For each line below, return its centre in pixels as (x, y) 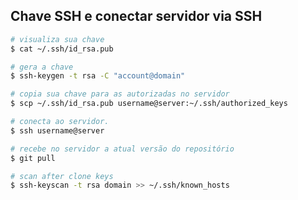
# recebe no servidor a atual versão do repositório (122, 149)
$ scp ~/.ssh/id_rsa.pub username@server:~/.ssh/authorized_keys (149, 104)
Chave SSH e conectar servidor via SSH (136, 16)
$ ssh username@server (57, 130)
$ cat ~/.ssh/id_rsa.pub (62, 49)
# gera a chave (42, 67)
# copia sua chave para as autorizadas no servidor (120, 94)
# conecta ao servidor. (60, 122)
